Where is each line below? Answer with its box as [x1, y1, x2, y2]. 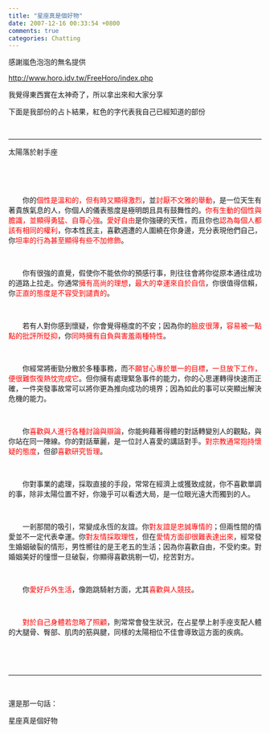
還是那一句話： [8, 698, 58, 708]
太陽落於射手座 [8, 148, 58, 157]
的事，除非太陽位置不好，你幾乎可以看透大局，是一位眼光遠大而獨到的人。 [8, 490, 255, 499]
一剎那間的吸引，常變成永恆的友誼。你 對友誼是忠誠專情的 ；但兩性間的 [22, 523, 255, 531]
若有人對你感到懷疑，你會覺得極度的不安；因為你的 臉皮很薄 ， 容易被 [22, 322, 247, 330]
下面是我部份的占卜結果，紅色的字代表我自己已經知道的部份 [8, 107, 206, 117]
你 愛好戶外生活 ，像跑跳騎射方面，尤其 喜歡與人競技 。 [22, 586, 198, 595]
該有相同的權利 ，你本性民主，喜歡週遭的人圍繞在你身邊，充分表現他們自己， [8, 227, 262, 235]
